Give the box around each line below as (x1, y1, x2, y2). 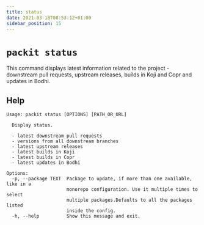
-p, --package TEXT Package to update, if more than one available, (12, 175, 192, 182)
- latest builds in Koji (12, 149, 75, 155)
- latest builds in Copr (12, 154, 75, 161)
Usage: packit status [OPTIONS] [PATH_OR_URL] (6, 111, 127, 118)
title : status (6, 9, 43, 15)
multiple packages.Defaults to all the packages (66, 197, 192, 204)
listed (6, 202, 23, 208)
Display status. (12, 122, 53, 128)
